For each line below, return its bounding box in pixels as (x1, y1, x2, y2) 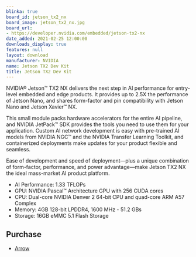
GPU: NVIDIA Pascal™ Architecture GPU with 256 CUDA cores (14, 187, 164, 194)
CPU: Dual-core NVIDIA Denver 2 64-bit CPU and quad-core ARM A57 (14, 194, 185, 201)
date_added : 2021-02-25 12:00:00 (6, 36, 88, 42)
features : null (6, 47, 43, 53)
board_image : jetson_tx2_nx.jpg (6, 19, 85, 25)
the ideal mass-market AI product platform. (6, 170, 110, 177)
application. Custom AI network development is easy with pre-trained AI (6, 127, 180, 134)
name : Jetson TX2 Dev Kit (6, 63, 69, 69)
